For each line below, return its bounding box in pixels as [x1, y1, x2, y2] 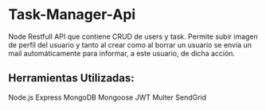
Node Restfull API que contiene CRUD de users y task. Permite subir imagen [8, 32, 259, 41]
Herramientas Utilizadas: [8, 71, 135, 85]
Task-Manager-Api [8, 6, 136, 24]
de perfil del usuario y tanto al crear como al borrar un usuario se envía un [8, 40, 252, 49]
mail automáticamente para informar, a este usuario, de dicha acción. [8, 48, 236, 58]
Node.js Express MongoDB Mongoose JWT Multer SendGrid [8, 93, 207, 102]
